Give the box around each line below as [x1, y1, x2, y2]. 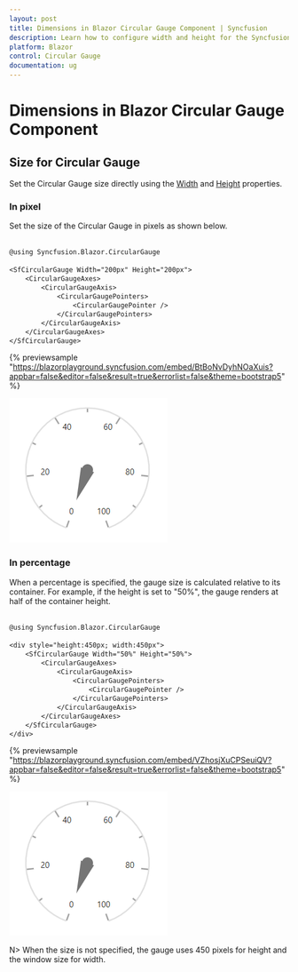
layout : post [9, 14, 58, 23]
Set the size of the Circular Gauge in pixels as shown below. [9, 220, 228, 231]
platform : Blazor [9, 43, 74, 52]
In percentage [9, 556, 71, 569]
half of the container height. [9, 595, 111, 606]
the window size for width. [9, 953, 106, 964]
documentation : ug [9, 61, 77, 70]
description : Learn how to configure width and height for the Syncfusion [9, 33, 292, 42]
